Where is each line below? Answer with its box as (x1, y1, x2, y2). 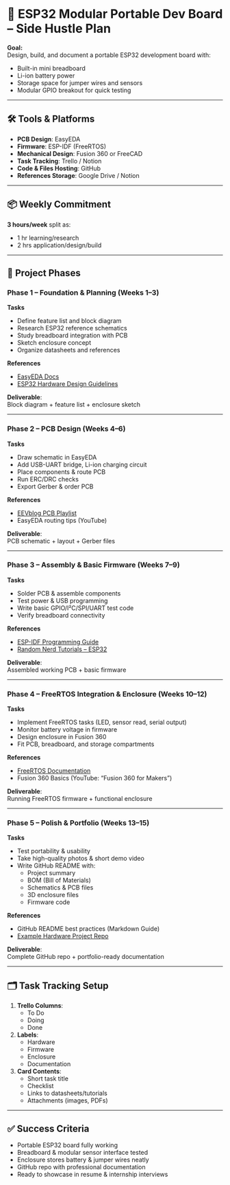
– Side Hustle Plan (7, 21, 112, 36)
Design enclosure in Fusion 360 (16, 733, 107, 741)
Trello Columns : (16, 1002, 64, 1010)
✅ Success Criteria (7, 1122, 90, 1134)
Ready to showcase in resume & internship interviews (16, 1171, 168, 1179)
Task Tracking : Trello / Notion (16, 157, 102, 165)
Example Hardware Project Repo (16, 932, 109, 940)
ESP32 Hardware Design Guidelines (16, 380, 118, 388)
